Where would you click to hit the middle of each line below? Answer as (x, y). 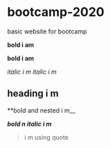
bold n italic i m (29, 124)
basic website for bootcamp (47, 31)
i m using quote (46, 137)
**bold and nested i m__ (41, 110)
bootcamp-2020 (56, 12)
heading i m (33, 93)
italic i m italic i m (32, 72)
